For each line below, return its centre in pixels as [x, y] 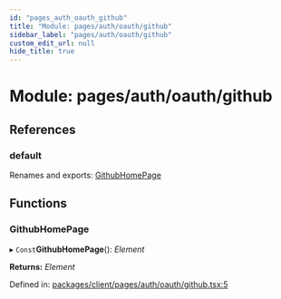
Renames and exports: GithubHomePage [85, 175]
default [26, 155]
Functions [39, 203]
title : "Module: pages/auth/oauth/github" [91, 26]
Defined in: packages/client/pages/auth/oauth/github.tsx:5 [119, 284]
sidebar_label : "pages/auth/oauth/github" [91, 34]
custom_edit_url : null [52, 43]
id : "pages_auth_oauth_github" [68, 18]
